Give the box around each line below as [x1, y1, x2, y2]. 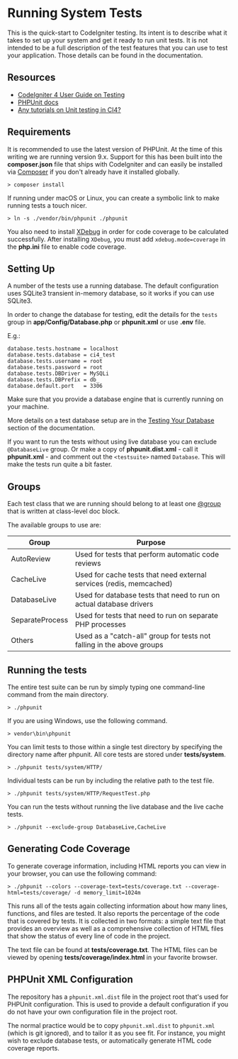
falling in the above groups [74, 640, 164, 650]
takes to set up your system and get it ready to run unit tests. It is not [7, 35, 208, 44]
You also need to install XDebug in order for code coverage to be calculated [7, 227, 229, 235]
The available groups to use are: [7, 521, 101, 529]
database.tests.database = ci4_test [7, 352, 115, 359]
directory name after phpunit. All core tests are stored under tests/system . [7, 750, 226, 758]
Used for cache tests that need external [74, 570, 207, 580]
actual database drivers [74, 599, 154, 609]
